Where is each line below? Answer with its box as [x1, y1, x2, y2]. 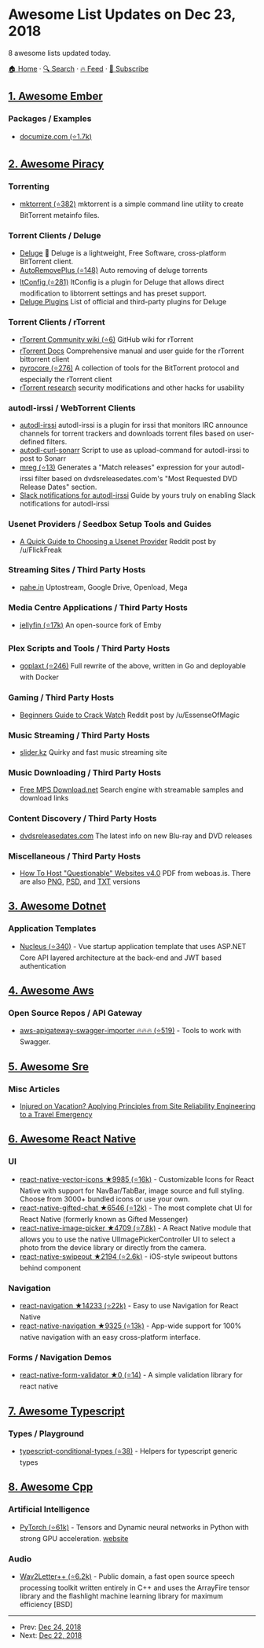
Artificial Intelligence [8, 1504, 90, 1515]
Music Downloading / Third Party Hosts [8, 767, 162, 778]
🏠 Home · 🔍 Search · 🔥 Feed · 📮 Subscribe [8, 64, 149, 73]
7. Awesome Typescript [8, 1404, 126, 1418]
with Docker [19, 672, 59, 682]
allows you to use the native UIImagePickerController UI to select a [19, 1234, 236, 1244]
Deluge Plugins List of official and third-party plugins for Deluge [19, 296, 227, 306]
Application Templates [8, 923, 97, 934]
